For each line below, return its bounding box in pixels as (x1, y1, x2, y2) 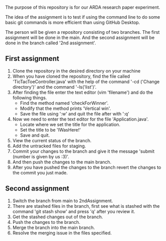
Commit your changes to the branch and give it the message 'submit (12, 148, 155, 154)
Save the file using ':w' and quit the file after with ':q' (20, 110, 130, 116)
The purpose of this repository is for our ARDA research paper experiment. (5, 5, 160, 10)
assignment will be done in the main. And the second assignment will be (5, 35, 155, 40)
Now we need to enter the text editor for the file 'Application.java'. (12, 116, 149, 122)
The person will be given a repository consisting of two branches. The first (5, 29, 160, 35)
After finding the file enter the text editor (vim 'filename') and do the (12, 89, 153, 95)
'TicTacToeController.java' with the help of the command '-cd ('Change (12, 78, 160, 85)
